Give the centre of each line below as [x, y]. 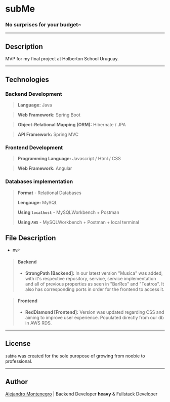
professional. [19, 361]
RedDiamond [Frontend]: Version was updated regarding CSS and [95, 312]
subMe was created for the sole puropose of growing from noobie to [75, 356]
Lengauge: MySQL [37, 202]
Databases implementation [39, 181]
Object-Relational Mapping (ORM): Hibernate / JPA [72, 124]
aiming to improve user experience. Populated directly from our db [95, 317]
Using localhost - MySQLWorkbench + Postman [69, 212]
